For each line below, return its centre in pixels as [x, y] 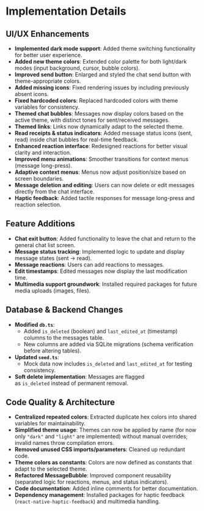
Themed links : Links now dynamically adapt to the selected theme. [99, 126]
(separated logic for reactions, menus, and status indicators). [91, 482]
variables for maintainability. [50, 423]
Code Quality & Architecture [60, 402]
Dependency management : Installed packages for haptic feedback [100, 495]
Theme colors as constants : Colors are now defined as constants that [103, 463]
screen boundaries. [39, 178]
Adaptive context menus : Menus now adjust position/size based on [100, 172]
